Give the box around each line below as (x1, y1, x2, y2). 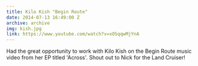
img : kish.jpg (6, 25, 42, 32)
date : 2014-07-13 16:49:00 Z (6, 14, 80, 20)
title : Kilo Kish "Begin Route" (6, 8, 88, 15)
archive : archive (6, 20, 50, 26)
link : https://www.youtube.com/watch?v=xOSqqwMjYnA (6, 31, 139, 37)
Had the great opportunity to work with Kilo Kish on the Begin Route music (6, 47, 192, 55)
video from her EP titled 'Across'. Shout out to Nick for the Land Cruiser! (6, 54, 186, 61)
